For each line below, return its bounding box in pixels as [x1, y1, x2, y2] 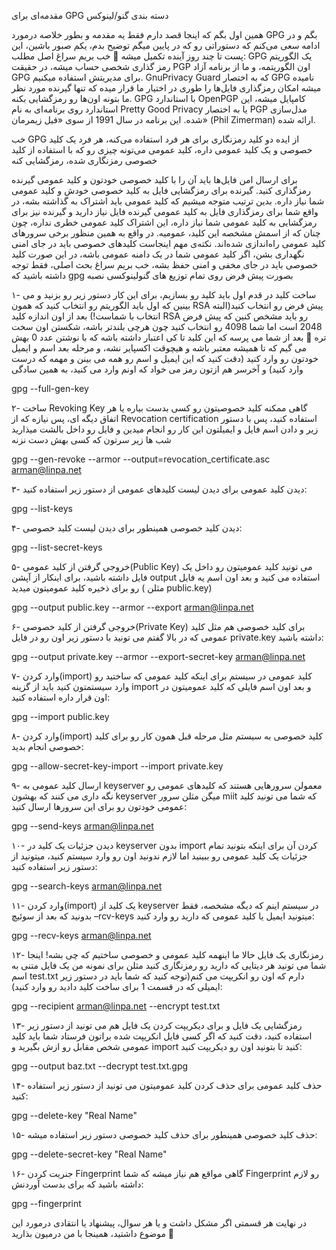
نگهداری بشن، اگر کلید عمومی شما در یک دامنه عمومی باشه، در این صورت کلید [11, 248, 305, 260]
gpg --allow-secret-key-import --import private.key [11, 760, 224, 772]
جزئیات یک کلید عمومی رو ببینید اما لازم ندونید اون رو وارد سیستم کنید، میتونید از [11, 850, 308, 862]
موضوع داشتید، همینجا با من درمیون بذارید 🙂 [11, 1228, 175, 1239]
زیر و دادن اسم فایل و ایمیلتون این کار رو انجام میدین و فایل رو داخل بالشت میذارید [11, 423, 319, 435]
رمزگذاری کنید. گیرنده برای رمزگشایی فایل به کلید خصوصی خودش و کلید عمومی [11, 185, 311, 196]
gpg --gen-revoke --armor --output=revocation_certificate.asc [11, 453, 271, 465]
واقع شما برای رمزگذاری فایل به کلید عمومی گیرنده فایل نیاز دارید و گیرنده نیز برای [11, 206, 319, 217]
